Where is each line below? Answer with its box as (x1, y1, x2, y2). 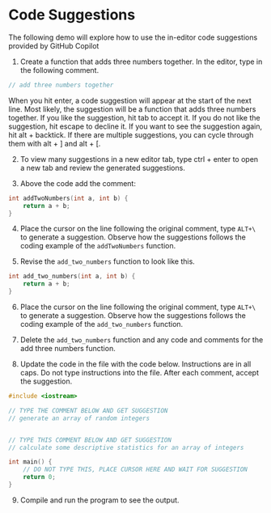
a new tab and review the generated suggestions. (19, 163, 186, 172)
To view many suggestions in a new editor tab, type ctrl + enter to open (19, 154, 259, 163)
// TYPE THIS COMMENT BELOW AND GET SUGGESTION (8, 435, 172, 444)
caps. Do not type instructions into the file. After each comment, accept (19, 368, 259, 378)
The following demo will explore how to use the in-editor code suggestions (8, 32, 258, 42)
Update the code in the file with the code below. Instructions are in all (19, 359, 252, 369)
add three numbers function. (19, 344, 116, 354)
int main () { (8, 458, 53, 466)
